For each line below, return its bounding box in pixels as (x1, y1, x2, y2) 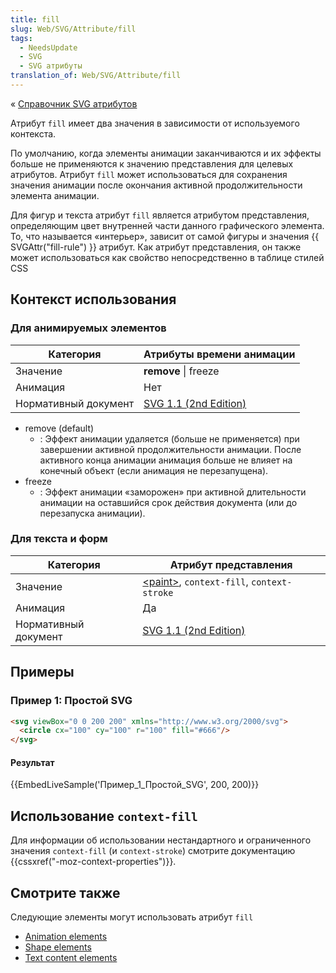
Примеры (10, 664, 75, 681)
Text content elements (24, 952, 118, 963)
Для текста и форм (10, 532, 108, 546)
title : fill (10, 14, 60, 25)
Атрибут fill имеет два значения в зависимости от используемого (10, 117, 300, 129)
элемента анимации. (10, 189, 100, 201)
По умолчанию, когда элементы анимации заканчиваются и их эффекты (10, 147, 322, 159)
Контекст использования (10, 291, 177, 308)
